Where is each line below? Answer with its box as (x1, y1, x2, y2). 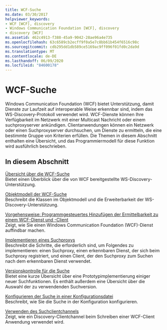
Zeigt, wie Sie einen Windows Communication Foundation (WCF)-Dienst (5, 222, 154, 228)
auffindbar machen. (5, 227, 46, 233)
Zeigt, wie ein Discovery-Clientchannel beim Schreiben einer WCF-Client (5, 314, 155, 320)
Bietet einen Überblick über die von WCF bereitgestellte (5, 176, 120, 182)
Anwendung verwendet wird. (5, 319, 65, 325)
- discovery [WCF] (5, 30, 43, 35)
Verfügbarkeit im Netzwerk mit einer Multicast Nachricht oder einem (5, 117, 146, 123)
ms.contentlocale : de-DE (5, 53, 57, 59)
